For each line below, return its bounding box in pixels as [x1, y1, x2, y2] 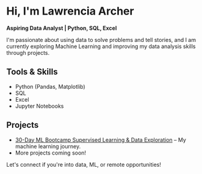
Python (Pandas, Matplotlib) [15, 83, 85, 90]
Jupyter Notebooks [15, 102, 64, 110]
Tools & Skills [6, 67, 58, 77]
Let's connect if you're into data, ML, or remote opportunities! [6, 161, 162, 168]
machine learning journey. [15, 142, 81, 150]
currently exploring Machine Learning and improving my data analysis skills [6, 43, 196, 50]
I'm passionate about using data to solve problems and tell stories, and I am [6, 36, 197, 43]
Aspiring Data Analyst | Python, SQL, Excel [6, 24, 117, 32]
